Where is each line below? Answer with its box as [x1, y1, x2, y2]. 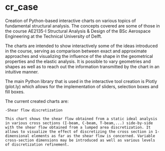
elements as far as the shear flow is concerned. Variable [31, 133, 155, 138]
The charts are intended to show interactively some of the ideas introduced [5, 43, 158, 49]
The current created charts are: [5, 98, 69, 104]
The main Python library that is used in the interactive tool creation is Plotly [5, 78, 157, 84]
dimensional [5, 133, 30, 138]
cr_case [5, 1, 38, 13]
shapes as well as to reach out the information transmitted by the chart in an [5, 63, 160, 70]
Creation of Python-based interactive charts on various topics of [5, 18, 136, 24]
